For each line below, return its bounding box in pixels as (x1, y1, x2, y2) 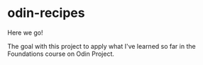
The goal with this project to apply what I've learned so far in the (7, 42, 197, 50)
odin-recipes (7, 5, 85, 21)
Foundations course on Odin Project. (7, 49, 115, 58)
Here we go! (7, 28, 44, 37)
